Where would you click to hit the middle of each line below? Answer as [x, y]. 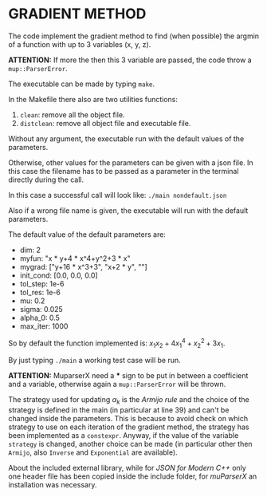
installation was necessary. [53, 485]
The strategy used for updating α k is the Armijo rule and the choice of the [129, 401]
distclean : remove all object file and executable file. [105, 123]
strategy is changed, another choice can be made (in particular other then [130, 444]
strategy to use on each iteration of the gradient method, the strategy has [129, 427]
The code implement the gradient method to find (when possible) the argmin [134, 36]
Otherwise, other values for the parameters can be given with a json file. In [131, 162]
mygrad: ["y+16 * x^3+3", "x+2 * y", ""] [83, 266]
